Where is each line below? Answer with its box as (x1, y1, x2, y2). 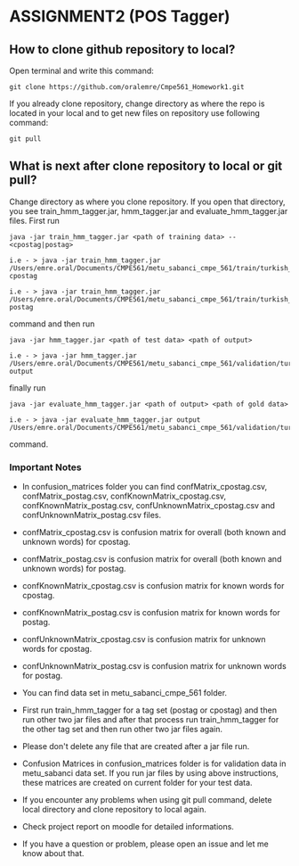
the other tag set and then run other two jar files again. (21, 724, 222, 735)
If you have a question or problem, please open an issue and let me (21, 838, 269, 849)
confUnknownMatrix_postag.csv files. (21, 510, 162, 521)
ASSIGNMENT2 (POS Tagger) (9, 6, 230, 27)
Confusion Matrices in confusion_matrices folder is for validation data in (21, 758, 287, 769)
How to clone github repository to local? (9, 42, 236, 57)
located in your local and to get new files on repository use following (9, 108, 261, 118)
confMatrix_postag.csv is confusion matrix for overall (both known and (21, 554, 282, 565)
